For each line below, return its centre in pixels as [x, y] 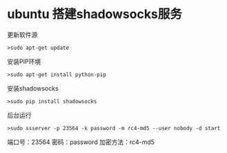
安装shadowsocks [33, 88]
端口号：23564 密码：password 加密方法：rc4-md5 [81, 142]
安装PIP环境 [24, 61]
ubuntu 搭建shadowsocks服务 [95, 14]
